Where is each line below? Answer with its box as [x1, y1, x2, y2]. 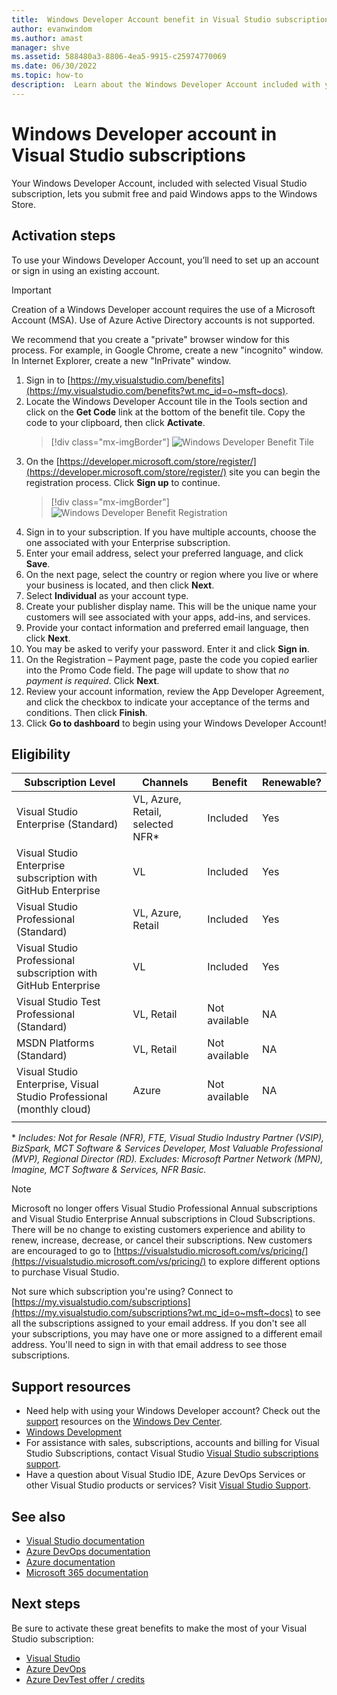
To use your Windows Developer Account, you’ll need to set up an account [11, 254, 320, 266]
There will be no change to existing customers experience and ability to [11, 1224, 306, 1236]
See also [11, 1508, 66, 1525]
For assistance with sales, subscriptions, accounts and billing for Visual [25, 1437, 320, 1449]
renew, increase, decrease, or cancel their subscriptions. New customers [11, 1234, 313, 1246]
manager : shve [11, 42, 71, 53]
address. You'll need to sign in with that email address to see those [11, 1339, 288, 1351]
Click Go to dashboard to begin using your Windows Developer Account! [25, 717, 327, 729]
